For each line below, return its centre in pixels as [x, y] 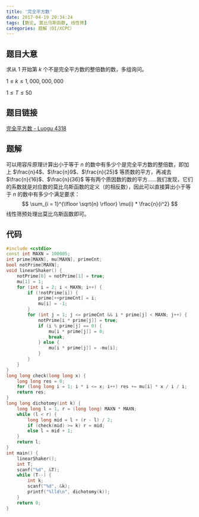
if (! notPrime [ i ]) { [53, 293]
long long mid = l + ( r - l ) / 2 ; [70, 420]
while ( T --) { [34, 475]
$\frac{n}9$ [62, 172]
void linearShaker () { [34, 271]
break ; [57, 337]
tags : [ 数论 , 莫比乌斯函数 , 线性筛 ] [47, 23]
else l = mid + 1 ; [50, 431]
